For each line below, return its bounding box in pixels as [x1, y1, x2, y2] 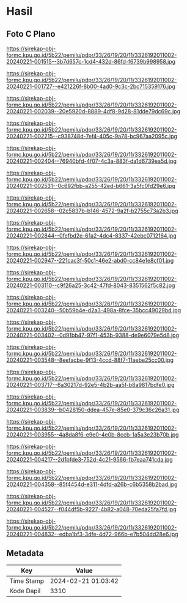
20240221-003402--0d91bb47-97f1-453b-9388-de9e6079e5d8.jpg [6, 332, 179, 339]
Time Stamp [9, 577, 45, 585]
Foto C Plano [6, 29, 56, 39]
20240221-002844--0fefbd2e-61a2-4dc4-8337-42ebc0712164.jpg [6, 232, 177, 239]
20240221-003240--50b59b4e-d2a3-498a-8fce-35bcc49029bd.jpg [6, 307, 182, 313]
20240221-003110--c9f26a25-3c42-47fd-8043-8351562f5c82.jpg [6, 282, 175, 289]
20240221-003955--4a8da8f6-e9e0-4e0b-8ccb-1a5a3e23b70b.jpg [6, 431, 179, 438]
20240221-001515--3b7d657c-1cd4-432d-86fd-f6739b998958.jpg [6, 58, 176, 65]
